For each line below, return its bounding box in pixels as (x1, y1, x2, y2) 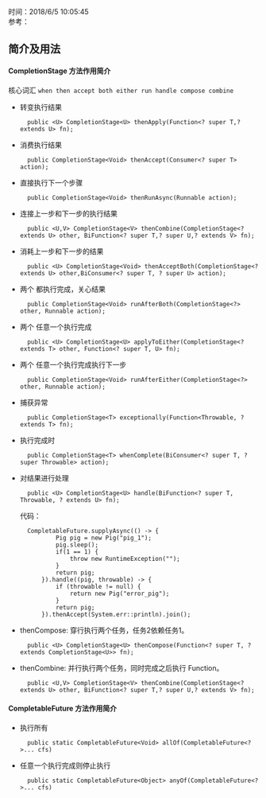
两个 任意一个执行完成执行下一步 (19, 360, 127, 369)
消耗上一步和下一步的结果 (19, 246, 104, 256)
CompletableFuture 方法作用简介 (8, 703, 118, 714)
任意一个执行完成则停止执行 (19, 761, 111, 770)
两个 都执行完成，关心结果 (19, 284, 106, 294)
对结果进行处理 (19, 473, 69, 483)
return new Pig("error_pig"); (70, 590, 170, 598)
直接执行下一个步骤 (19, 177, 83, 187)
